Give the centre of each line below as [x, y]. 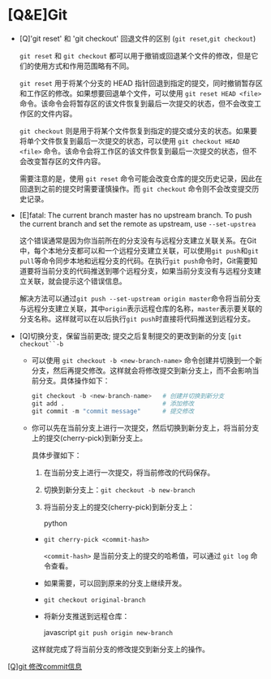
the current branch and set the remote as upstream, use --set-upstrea [138, 223]
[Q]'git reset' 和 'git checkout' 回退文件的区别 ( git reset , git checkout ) [138, 38]
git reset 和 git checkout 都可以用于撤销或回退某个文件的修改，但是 [135, 55]
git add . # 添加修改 [113, 404]
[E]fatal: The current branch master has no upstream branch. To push [135, 215]
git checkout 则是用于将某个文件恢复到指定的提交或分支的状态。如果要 [138, 131]
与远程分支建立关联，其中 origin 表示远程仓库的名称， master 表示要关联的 [141, 308]
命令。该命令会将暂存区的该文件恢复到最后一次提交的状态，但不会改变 [137, 103]
